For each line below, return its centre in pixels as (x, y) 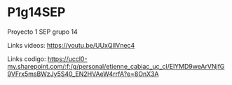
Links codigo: (27, 59)
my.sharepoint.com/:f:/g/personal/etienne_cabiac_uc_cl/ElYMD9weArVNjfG (116, 66)
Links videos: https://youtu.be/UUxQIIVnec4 (71, 45)
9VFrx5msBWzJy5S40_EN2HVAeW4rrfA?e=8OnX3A (83, 74)
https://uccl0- (67, 59)
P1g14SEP (36, 12)
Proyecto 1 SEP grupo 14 (43, 32)
